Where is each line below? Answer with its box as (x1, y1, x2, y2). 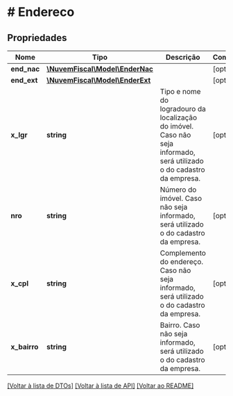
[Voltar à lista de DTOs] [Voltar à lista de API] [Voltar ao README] (7, 381, 194, 390)
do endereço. (159, 257, 204, 266)
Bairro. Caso (159, 320, 200, 330)
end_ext (10, 76, 38, 85)
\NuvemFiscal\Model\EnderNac (46, 64, 154, 74)
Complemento (159, 248, 207, 258)
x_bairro (10, 342, 39, 352)
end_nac (10, 64, 40, 74)
